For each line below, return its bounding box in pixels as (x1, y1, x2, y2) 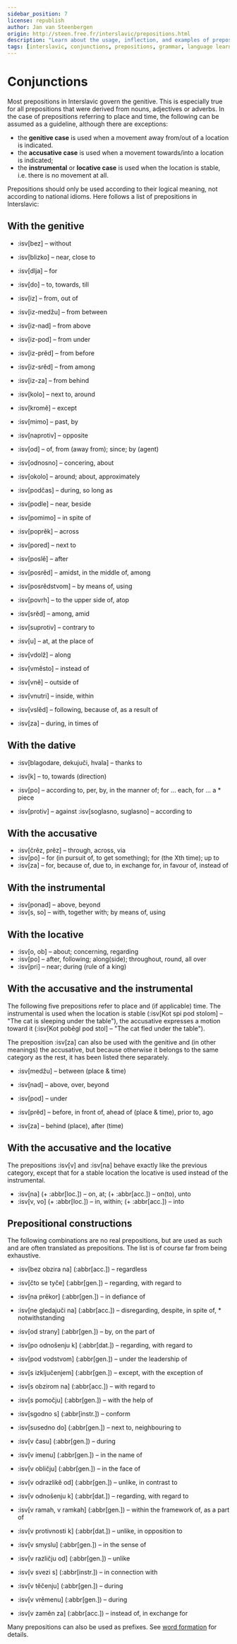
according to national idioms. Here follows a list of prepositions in (7, 192, 197, 200)
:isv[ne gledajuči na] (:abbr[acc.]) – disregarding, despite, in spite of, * (17, 1306, 221, 1315)
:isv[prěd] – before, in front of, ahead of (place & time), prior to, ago (17, 1108, 214, 1116)
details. (7, 1631, 29, 1639)
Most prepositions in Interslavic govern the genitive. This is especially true (7, 97, 224, 105)
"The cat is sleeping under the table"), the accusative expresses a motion (7, 1016, 221, 1025)
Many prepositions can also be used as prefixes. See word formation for (7, 1623, 217, 1631)
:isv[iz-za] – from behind (17, 376, 90, 384)
